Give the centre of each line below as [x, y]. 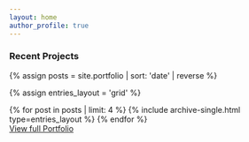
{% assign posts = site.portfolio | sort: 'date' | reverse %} [113, 75]
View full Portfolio [41, 128]
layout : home [33, 17]
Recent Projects [44, 56]
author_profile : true [49, 26]
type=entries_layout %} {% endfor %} [78, 119]
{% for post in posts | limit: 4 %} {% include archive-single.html [125, 109]
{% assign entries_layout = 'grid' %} [75, 93]
